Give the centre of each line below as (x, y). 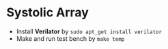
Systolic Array (48, 13)
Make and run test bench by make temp (70, 38)
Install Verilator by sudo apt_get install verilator (89, 31)
